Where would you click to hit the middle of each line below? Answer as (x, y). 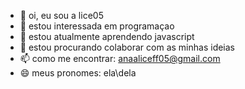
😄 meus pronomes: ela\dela (78, 73)
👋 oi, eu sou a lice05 (61, 15)
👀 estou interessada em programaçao (97, 26)
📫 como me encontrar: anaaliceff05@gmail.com (120, 58)
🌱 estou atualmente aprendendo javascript (107, 36)
